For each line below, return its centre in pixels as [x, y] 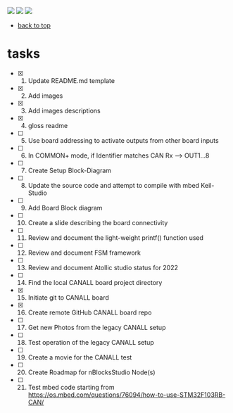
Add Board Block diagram [65, 208]
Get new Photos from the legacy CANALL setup [97, 327]
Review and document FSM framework [84, 253]
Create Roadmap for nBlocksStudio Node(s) [92, 372]
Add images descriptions [64, 110]
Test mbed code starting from [71, 387]
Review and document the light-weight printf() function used [116, 237]
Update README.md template [71, 80]
